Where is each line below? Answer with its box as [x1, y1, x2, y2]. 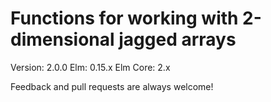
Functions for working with [10, 7, 239, 30]
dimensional [10, 28, 115, 51]
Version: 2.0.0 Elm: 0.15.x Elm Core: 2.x [10, 61, 171, 73]
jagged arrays [118, 28, 237, 51]
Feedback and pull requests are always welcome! [10, 80, 214, 92]
